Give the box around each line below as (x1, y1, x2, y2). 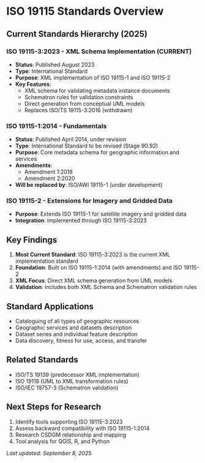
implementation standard (15, 257, 78, 265)
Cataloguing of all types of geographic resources (15, 317, 140, 325)
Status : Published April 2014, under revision (15, 136, 127, 143)
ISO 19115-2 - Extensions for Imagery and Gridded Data (6, 197, 173, 205)
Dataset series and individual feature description (15, 331, 138, 338)
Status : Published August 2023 (15, 61, 95, 68)
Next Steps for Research (6, 402, 102, 412)
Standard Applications (6, 301, 94, 312)
